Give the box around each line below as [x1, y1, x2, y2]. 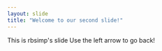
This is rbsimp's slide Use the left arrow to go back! [7, 36, 156, 44]
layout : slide [7, 10, 49, 17]
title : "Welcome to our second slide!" [7, 17, 124, 24]
